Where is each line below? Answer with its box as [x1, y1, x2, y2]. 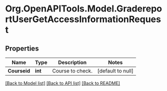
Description [58, 59, 87, 65]
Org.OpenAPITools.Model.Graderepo [5, 3, 162, 14]
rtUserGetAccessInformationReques [5, 13, 161, 25]
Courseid [8, 67, 31, 74]
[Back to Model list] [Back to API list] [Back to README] [5, 80, 120, 86]
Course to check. [52, 67, 93, 74]
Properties [5, 44, 39, 52]
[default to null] [97, 67, 134, 74]
